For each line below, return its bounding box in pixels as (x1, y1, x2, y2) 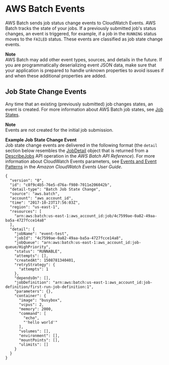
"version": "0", (10, 178, 44, 183)
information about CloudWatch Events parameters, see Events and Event (5, 158, 157, 164)
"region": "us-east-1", (10, 204, 60, 209)
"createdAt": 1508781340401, (14, 258, 76, 263)
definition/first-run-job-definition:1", (5, 284, 94, 289)
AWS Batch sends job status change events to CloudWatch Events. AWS (5, 20, 156, 26)
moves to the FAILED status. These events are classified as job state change (5, 36, 163, 42)
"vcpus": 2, (18, 302, 44, 307)
